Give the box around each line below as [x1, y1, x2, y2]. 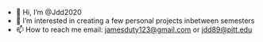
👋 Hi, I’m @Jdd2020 [15, 8, 82, 17]
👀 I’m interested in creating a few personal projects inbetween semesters [15, 16, 255, 25]
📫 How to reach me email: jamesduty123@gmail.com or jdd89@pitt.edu [15, 25, 253, 34]
